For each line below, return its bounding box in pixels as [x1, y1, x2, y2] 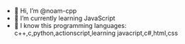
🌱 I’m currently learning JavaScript [13, 14, 116, 22]
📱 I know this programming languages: [13, 22, 127, 29]
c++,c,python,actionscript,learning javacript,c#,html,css [13, 29, 179, 37]
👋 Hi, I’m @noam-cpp [13, 7, 77, 15]
